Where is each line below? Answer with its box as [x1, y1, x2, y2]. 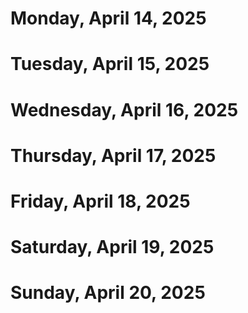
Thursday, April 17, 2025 [10, 144, 217, 167]
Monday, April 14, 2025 [10, 7, 207, 30]
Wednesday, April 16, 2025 [10, 98, 239, 121]
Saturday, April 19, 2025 [10, 236, 215, 259]
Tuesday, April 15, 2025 [10, 53, 210, 76]
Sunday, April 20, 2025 [10, 282, 206, 304]
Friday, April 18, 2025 [10, 190, 191, 212]
